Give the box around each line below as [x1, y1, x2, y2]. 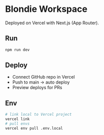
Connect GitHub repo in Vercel [12, 74, 75, 80]
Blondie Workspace [5, 3, 88, 15]
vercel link [5, 117, 30, 122]
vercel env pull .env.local [5, 126, 63, 131]
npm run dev [5, 47, 30, 52]
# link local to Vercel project [5, 112, 72, 117]
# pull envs [5, 121, 30, 126]
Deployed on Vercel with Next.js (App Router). [5, 20, 99, 26]
